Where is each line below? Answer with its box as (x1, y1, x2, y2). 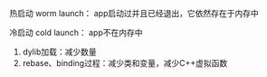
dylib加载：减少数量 (22, 46, 97, 57)
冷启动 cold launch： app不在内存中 (9, 27, 143, 38)
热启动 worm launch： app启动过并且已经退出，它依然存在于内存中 (9, 8, 260, 18)
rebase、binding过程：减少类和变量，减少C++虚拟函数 (22, 58, 228, 68)
